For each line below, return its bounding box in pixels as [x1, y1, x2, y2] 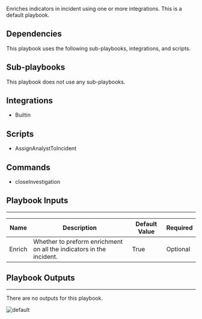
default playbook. [6, 11, 50, 19]
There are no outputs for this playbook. [6, 294, 103, 302]
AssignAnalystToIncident [14, 145, 77, 152]
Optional [166, 245, 191, 253]
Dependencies [6, 29, 62, 39]
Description [63, 223, 97, 232]
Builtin [14, 111, 31, 119]
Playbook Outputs [6, 273, 75, 283]
